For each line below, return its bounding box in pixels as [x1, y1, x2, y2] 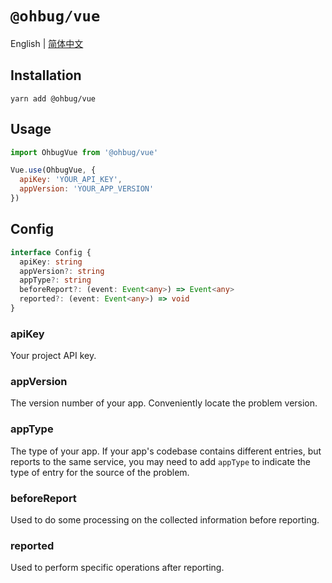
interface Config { [10, 247, 92, 257]
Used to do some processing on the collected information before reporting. [10, 514, 320, 526]
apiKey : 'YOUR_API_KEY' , [19, 175, 123, 185]
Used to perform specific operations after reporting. [10, 562, 225, 574]
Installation [10, 67, 82, 84]
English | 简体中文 [10, 37, 84, 49]
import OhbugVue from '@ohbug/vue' [10, 147, 159, 157]
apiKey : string [19, 257, 83, 267]
